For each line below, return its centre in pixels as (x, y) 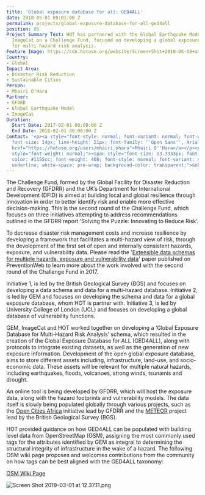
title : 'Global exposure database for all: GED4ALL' (75, 12)
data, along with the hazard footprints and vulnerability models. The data (98, 398)
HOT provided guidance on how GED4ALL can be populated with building (99, 429)
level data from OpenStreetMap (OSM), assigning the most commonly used (101, 436)
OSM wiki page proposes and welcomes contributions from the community (100, 455)
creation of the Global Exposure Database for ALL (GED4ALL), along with (98, 341)
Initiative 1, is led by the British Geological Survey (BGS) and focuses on (96, 283)
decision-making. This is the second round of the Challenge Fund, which (98, 208)
